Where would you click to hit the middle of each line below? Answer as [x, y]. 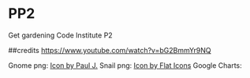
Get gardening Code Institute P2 [60, 35]
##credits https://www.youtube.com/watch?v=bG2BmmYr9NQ [110, 50]
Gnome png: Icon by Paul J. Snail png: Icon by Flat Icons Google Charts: [125, 65]
